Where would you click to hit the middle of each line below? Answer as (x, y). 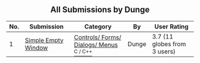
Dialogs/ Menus (96, 45)
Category (98, 26)
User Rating (171, 26)
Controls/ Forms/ (98, 37)
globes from (169, 44)
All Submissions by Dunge (100, 10)
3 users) (164, 51)
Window (36, 48)
